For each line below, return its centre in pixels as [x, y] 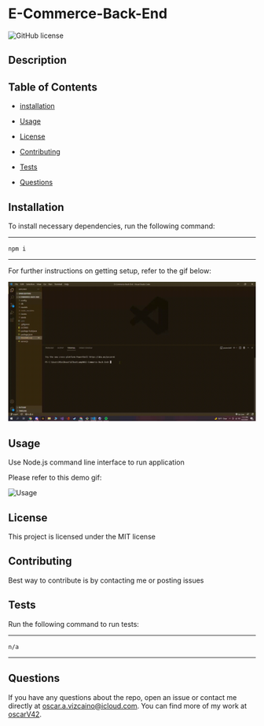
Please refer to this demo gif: [55, 478]
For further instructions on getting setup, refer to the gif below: [110, 270]
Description [37, 60]
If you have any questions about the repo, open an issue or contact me [123, 697]
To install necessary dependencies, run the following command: [112, 226]
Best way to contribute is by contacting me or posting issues [106, 580]
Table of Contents [53, 87]
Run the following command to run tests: [74, 624]
